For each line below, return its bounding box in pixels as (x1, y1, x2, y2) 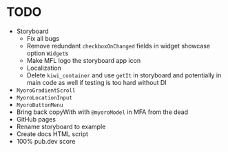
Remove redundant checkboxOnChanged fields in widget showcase (26, 41, 211, 50)
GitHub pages (16, 115, 56, 123)
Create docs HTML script (16, 129, 89, 138)
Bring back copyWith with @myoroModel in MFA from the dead (16, 108, 189, 116)
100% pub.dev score (16, 137, 76, 145)
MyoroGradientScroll (16, 87, 76, 94)
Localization (26, 64, 61, 72)
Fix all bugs (26, 34, 60, 42)
